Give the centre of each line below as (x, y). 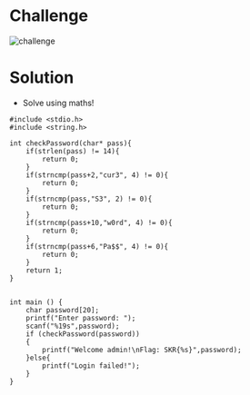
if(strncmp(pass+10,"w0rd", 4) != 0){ (99, 222)
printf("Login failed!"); (91, 365)
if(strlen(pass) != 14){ (73, 151)
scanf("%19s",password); (73, 326)
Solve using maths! (58, 103)
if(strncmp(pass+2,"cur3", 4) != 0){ (97, 175)
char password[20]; (63, 310)
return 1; (45, 270)
